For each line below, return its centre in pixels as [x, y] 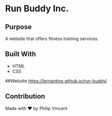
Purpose [19, 27]
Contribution [25, 97]
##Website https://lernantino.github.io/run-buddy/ [56, 81]
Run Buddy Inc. [37, 9]
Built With [20, 54]
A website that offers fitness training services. [52, 39]
